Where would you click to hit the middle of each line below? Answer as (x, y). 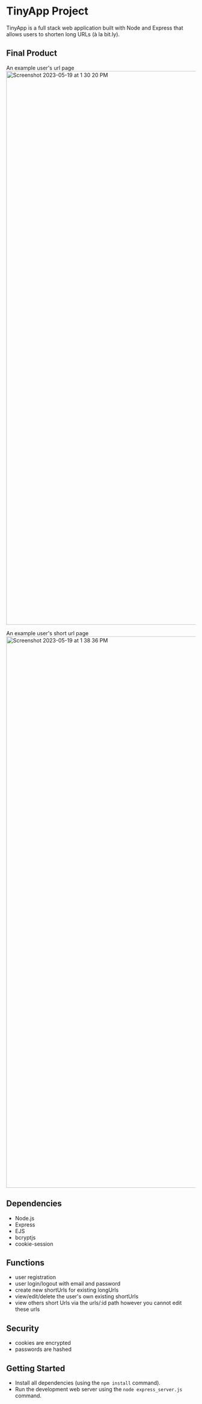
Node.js (25, 1218)
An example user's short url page (47, 633)
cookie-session (34, 1244)
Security (23, 1328)
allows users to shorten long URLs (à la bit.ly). (63, 34)
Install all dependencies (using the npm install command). (88, 1383)
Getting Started (36, 1368)
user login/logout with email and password (68, 1284)
